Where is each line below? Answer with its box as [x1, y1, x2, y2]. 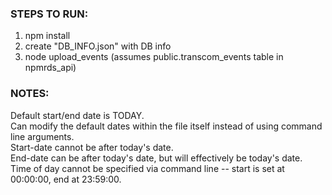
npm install [24, 30, 71, 42]
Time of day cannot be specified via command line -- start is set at [10, 162, 285, 174]
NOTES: [10, 87, 50, 101]
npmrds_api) [24, 62, 77, 74]
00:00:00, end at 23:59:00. [10, 173, 122, 185]
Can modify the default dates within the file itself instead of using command [10, 120, 323, 132]
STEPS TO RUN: [10, 7, 89, 21]
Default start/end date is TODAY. [10, 109, 145, 121]
